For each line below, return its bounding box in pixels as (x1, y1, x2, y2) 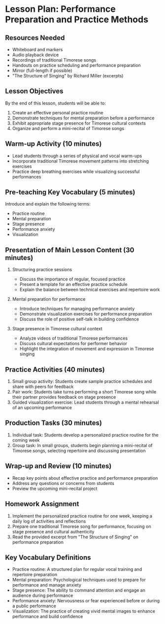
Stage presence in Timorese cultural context (12, 326, 102, 332)
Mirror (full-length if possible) (12, 68, 72, 73)
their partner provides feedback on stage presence (12, 394, 116, 400)
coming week (12, 437, 40, 443)
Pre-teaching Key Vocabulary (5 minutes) (5, 188, 135, 197)
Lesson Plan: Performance (5, 3, 116, 15)
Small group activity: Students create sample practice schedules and (12, 379, 152, 384)
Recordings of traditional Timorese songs (12, 57, 97, 63)
